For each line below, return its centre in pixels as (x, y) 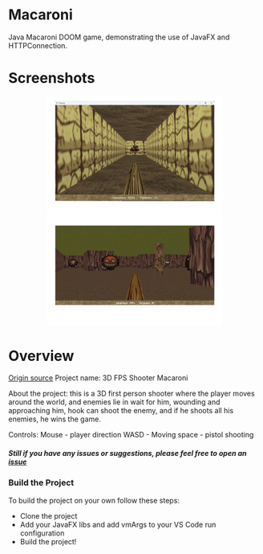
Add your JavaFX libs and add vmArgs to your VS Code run (118, 524)
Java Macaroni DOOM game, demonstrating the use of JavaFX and (119, 37)
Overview (41, 356)
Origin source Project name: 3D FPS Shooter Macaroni (98, 378)
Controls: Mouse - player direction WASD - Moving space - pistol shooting (131, 435)
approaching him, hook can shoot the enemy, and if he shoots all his (121, 411)
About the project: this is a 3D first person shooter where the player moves (131, 394)
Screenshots (52, 78)
